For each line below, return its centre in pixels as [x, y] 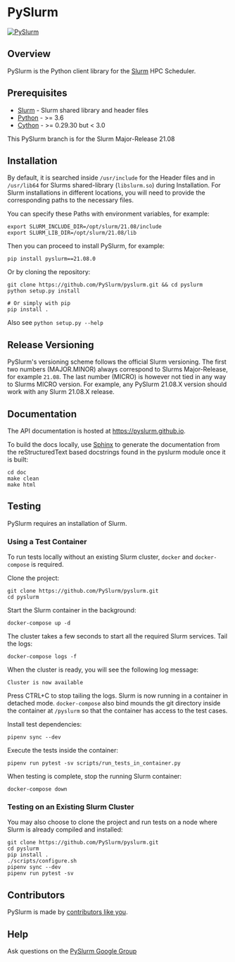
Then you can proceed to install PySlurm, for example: [86, 246]
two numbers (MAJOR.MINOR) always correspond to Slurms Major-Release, [118, 369]
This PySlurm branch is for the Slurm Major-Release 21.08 [91, 139]
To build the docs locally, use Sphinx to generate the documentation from [114, 444]
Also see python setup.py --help [55, 323]
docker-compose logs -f [42, 657]
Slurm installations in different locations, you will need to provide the [106, 193]
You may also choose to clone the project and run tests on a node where [113, 822]
